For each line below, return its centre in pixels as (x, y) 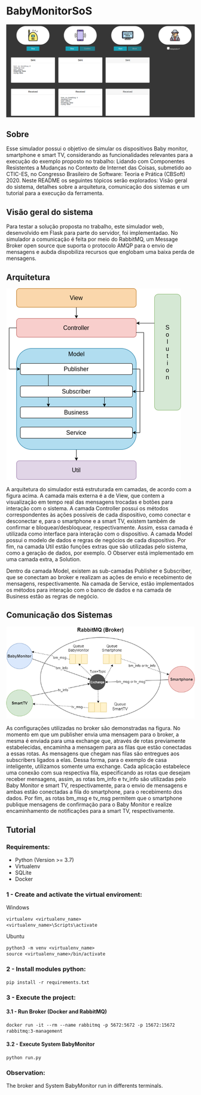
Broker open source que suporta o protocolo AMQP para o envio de (90, 246)
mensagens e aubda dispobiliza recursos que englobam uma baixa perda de (100, 252)
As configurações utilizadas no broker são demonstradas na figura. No (93, 728)
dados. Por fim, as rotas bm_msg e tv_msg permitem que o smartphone (94, 798)
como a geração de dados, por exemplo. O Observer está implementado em (100, 553)
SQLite (23, 873)
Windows (18, 908)
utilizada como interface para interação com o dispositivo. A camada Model (99, 534)
